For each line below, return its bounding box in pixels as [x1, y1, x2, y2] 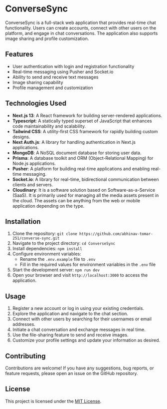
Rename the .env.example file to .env [19, 256, 96, 262]
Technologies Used [5, 99, 66, 108]
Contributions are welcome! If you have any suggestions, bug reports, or [5, 365, 154, 371]
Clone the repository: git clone [12, 231, 77, 237]
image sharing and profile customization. [5, 36, 89, 42]
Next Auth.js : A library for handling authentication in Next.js [12, 139, 136, 145]
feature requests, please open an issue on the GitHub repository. [5, 370, 138, 376]
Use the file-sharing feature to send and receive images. [12, 332, 129, 338]
